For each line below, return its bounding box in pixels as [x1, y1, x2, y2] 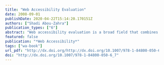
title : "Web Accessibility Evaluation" [5, 7, 86, 12]
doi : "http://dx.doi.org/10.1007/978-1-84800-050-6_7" [5, 52, 119, 58]
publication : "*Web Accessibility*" [5, 39, 80, 44]
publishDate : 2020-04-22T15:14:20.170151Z [5, 16, 93, 21]
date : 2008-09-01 [5, 12, 41, 17]
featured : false [5, 35, 38, 40]
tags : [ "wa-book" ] [5, 43, 42, 48]
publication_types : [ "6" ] [5, 25, 58, 30]
